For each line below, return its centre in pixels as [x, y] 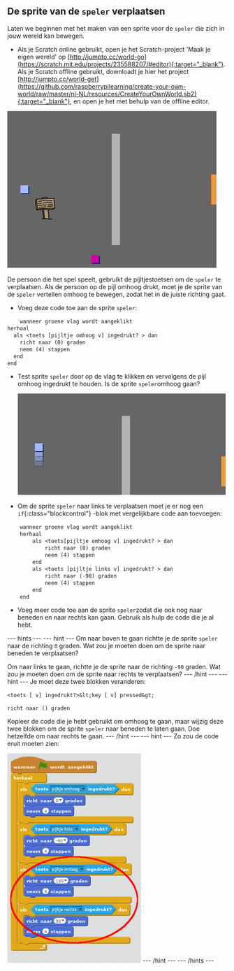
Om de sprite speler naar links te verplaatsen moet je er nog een [110, 506]
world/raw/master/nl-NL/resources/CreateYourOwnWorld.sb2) [107, 94]
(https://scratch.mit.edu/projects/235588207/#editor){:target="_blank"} [120, 64]
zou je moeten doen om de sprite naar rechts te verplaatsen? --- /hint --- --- [117, 674]
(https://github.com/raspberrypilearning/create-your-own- [102, 86]
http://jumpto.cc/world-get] [59, 79]
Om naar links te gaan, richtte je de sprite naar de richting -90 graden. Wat [114, 666]
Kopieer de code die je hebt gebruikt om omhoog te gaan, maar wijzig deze [116, 721]
